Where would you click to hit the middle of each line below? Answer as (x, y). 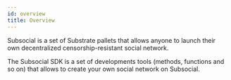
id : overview (26, 14)
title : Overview (31, 20)
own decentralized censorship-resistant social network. (88, 48)
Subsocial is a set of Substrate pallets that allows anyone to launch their (112, 40)
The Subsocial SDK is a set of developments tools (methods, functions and (116, 61)
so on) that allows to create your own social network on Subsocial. (104, 69)
